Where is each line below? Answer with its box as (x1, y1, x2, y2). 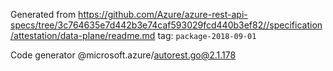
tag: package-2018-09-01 (157, 30, 257, 41)
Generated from (10, 9, 77, 20)
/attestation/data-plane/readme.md (10, 30, 156, 41)
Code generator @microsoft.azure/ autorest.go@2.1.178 (10, 49, 237, 61)
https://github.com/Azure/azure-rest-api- (78, 9, 248, 20)
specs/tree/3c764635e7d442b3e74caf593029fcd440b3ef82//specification (10, 19, 323, 31)
